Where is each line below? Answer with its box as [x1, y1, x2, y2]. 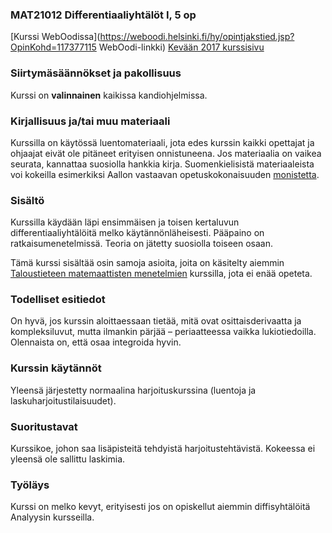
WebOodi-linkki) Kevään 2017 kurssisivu [98, 41, 265, 53]
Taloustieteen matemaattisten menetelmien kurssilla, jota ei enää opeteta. [10, 268, 313, 280]
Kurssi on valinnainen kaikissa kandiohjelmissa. [10, 89, 208, 101]
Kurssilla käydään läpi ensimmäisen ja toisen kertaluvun [10, 216, 240, 228]
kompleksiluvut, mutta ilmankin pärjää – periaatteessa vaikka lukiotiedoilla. [10, 326, 317, 338]
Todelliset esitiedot [10, 293, 106, 307]
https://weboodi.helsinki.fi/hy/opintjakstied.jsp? [99, 31, 295, 43]
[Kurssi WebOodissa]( [10, 31, 101, 43]
